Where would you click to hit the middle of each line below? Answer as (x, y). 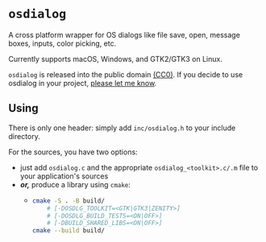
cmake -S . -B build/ (68, 201)
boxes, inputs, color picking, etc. (62, 43)
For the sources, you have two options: (73, 152)
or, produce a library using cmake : (75, 184)
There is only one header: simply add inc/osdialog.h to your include (122, 128)
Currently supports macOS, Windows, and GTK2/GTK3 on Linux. (116, 59)
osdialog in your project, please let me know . (83, 83)
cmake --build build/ (68, 231)
